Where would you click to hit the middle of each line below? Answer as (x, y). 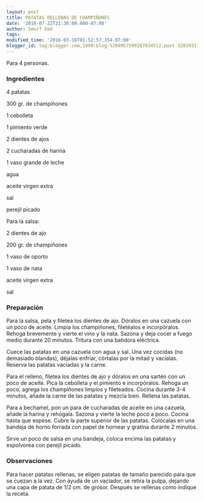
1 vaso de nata (24, 268)
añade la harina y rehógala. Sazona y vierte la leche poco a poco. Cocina (97, 414)
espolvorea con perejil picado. (44, 445)
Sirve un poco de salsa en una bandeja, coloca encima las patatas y (91, 439)
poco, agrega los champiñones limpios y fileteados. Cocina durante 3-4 (96, 390)
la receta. (18, 494)
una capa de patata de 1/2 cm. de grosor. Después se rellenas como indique (101, 487)
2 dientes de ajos (28, 139)
